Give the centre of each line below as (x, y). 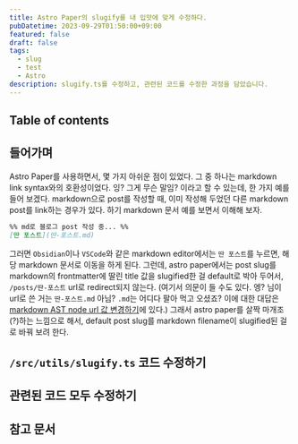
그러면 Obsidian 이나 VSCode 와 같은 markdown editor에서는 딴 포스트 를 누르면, (145, 253)
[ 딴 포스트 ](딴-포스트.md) (52, 235)
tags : (19, 51)
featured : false (39, 34)
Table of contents (59, 120)
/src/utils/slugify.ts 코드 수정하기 (108, 362)
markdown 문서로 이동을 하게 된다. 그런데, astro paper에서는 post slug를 (148, 264)
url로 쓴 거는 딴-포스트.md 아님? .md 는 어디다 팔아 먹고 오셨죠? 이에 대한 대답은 (144, 298)
